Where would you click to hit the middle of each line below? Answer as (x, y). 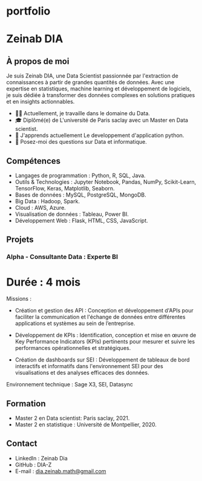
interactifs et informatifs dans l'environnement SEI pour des (89, 366)
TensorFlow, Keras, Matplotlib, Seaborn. (65, 188)
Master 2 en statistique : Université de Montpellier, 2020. (86, 425)
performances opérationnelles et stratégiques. (73, 348)
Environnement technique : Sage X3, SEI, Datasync (70, 385)
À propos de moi (38, 61)
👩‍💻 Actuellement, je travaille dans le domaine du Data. (82, 113)
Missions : (19, 299)
